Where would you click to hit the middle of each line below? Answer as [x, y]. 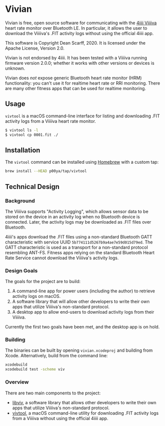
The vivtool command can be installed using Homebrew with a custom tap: [82, 162]
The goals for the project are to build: [43, 282]
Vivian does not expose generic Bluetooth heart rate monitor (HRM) [73, 78]
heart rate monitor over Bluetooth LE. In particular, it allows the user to [76, 28]
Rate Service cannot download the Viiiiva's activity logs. [62, 258]
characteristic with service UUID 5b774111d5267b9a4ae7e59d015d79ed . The [79, 242]
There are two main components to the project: [53, 393]
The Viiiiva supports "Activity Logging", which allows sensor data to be [77, 211]
